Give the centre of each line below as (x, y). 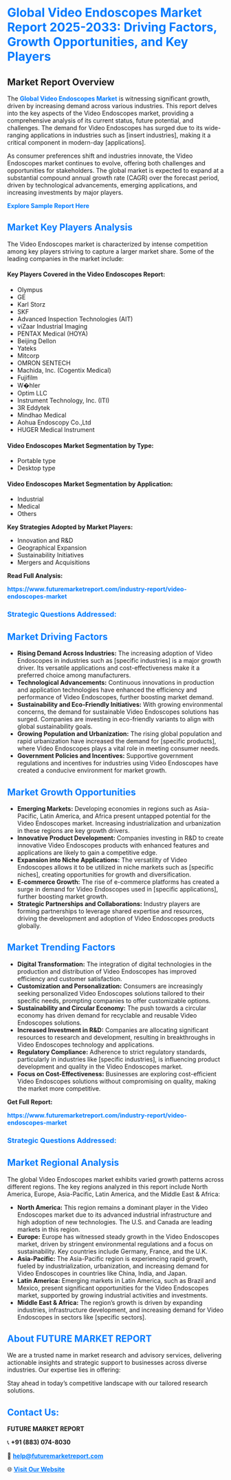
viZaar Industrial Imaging (52, 327)
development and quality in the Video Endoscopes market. (100, 1067)
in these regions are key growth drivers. (73, 830)
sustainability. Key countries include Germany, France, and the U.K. (112, 1251)
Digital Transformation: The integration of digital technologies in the (114, 964)
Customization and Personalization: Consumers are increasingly (110, 986)
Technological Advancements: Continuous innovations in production (115, 683)
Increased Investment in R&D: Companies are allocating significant (113, 1030)
